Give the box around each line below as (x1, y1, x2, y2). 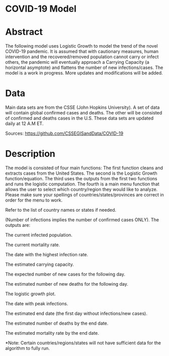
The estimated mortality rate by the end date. (5, 330, 99, 336)
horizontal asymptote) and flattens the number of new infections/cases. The (5, 64, 163, 71)
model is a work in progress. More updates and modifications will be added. (5, 70, 163, 76)
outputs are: (5, 222, 30, 228)
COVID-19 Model (5, 3, 77, 15)
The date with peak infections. (5, 301, 69, 306)
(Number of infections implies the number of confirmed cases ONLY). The (5, 217, 159, 223)
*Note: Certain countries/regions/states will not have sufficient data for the (5, 340, 161, 346)
